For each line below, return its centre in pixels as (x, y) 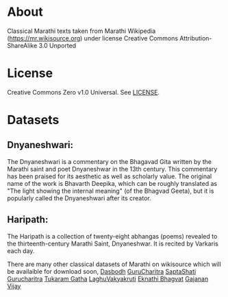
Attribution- (196, 38)
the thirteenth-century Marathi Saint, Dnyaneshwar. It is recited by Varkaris (113, 243)
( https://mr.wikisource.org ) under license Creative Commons (93, 38)
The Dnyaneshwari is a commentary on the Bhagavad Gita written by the (110, 161)
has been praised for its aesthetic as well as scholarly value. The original (110, 176)
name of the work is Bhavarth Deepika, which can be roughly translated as (112, 183)
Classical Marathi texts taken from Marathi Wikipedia (81, 31)
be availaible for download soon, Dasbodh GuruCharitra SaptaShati (102, 271)
